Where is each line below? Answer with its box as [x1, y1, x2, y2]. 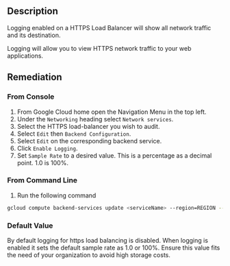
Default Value [7, 221, 53, 230]
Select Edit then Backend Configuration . [16, 130, 131, 138]
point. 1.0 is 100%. [16, 158, 68, 167]
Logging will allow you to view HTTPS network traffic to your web [7, 44, 192, 52]
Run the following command [16, 191, 97, 199]
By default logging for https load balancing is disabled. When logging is [7, 236, 209, 244]
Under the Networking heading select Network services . [16, 114, 174, 123]
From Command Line [7, 176, 77, 185]
